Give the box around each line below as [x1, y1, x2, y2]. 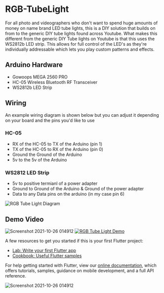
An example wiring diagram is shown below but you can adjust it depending [5, 112, 159, 118]
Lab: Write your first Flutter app [12, 247, 77, 253]
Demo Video [5, 215, 44, 223]
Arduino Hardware [5, 61, 63, 69]
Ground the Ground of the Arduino [12, 151, 82, 157]
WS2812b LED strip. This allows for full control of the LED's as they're [5, 41, 147, 47]
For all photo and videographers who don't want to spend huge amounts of [5, 20, 158, 26]
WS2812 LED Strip [5, 169, 49, 176]
